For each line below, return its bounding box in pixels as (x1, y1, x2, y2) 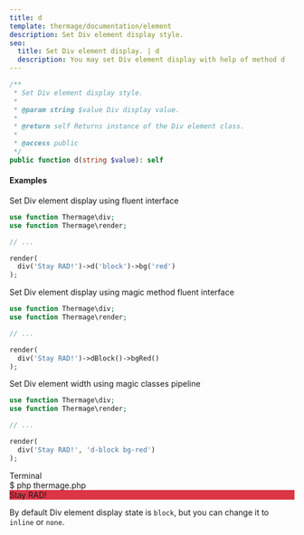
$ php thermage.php (9, 480, 87, 491)
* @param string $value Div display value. (13, 105, 180, 114)
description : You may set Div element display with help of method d (17, 55, 285, 64)
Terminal (9, 470, 43, 481)
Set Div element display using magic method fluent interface (9, 286, 235, 298)
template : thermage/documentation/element (9, 22, 172, 31)
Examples (9, 175, 48, 186)
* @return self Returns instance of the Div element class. (13, 122, 245, 131)
